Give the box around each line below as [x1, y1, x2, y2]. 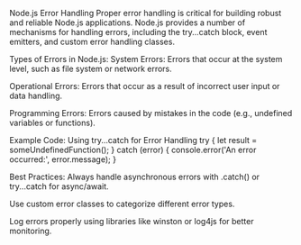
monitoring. [9, 225, 52, 236]
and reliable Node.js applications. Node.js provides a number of [9, 17, 246, 28]
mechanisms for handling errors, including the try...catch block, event [9, 27, 268, 37]
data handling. [9, 90, 63, 101]
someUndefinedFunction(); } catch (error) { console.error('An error [9, 144, 257, 155]
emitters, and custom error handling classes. [9, 36, 176, 47]
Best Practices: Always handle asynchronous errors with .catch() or [9, 171, 260, 182]
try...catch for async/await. [9, 181, 110, 192]
